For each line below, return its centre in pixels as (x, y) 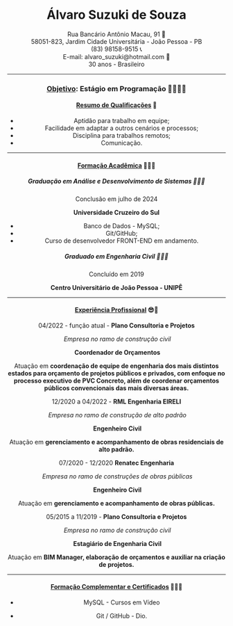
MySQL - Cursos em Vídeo (121, 602)
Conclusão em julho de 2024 (116, 199)
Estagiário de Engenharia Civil (117, 543)
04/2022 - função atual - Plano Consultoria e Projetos (116, 325)
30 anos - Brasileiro (116, 64)
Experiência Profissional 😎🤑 (116, 310)
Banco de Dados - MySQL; (122, 225)
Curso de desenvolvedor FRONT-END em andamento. (122, 241)
